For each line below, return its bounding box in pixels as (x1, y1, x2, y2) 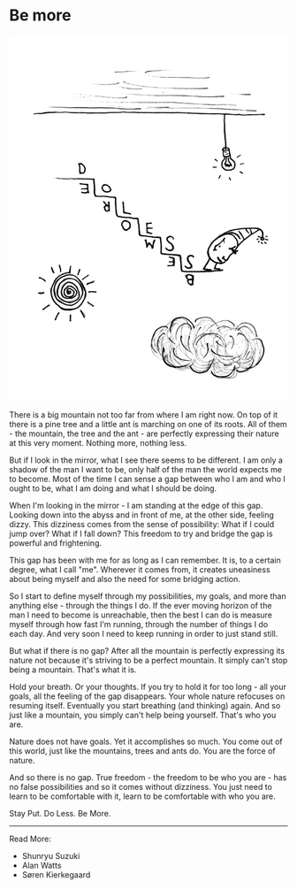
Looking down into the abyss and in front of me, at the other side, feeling (9, 510, 274, 520)
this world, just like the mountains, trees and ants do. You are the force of (9, 745, 276, 756)
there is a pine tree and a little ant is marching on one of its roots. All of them (9, 418, 287, 429)
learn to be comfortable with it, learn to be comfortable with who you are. (9, 791, 276, 801)
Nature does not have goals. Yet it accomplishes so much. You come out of (9, 736, 283, 747)
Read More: (9, 833, 51, 844)
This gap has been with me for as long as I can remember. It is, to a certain (9, 555, 281, 565)
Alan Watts (21, 860, 62, 870)
